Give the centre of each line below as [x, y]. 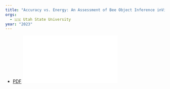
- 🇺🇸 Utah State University [40, 19]
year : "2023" [19, 24]
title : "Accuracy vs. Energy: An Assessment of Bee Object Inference [80, 10]
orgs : [11, 15]
